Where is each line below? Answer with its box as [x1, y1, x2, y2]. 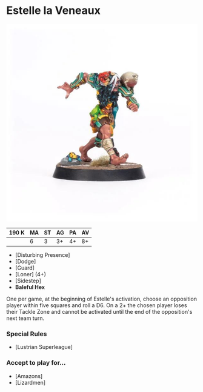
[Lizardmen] [15, 379, 46, 386]
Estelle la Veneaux [6, 4, 101, 18]
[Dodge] [15, 257, 36, 265]
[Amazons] [15, 372, 43, 379]
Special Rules [6, 330, 47, 338]
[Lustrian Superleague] [15, 344, 73, 351]
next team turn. [6, 314, 45, 322]
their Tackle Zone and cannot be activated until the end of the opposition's [6, 308, 193, 315]
